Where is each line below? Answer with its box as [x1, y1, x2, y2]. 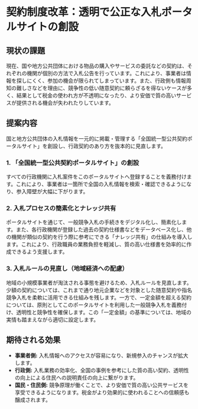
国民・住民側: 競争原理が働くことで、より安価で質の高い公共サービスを [14, 381, 189, 388]
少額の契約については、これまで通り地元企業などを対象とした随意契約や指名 [6, 286, 193, 293]
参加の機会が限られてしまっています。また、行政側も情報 [47, 77, 186, 84]
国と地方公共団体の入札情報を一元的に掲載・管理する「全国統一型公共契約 [6, 135, 187, 142]
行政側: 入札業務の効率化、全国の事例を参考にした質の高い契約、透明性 [14, 366, 189, 374]
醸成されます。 [14, 396, 51, 403]
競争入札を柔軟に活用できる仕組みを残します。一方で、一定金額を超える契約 [6, 294, 192, 301]
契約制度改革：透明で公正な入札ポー [6, 5, 183, 19]
